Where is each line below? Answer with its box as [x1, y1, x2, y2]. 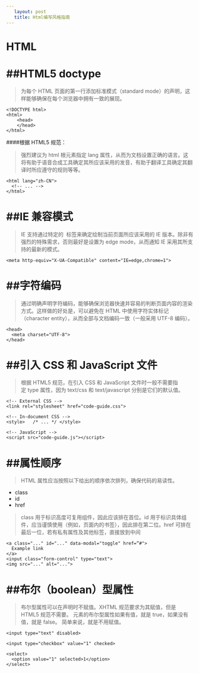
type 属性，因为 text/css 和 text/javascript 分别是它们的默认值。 [27, 387, 184, 394]
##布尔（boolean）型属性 [6, 583, 134, 596]
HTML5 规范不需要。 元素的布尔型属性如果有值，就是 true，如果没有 [20, 611, 189, 618]
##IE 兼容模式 [6, 210, 73, 223]
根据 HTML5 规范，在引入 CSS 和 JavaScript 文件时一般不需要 [20, 379, 173, 386]
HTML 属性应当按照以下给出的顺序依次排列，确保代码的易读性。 [20, 477, 178, 484]
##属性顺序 [6, 456, 62, 470]
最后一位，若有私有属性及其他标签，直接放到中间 [20, 529, 141, 536]
